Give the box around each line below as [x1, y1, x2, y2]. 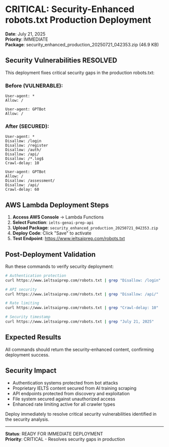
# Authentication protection [5, 273, 66, 278]
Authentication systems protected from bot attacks [12, 380, 118, 386]
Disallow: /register [5, 143, 49, 148]
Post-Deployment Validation [5, 250, 96, 259]
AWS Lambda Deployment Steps [5, 200, 109, 209]
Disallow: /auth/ [5, 147, 42, 153]
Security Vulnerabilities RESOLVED [5, 56, 117, 65]
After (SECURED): [5, 122, 49, 129]
